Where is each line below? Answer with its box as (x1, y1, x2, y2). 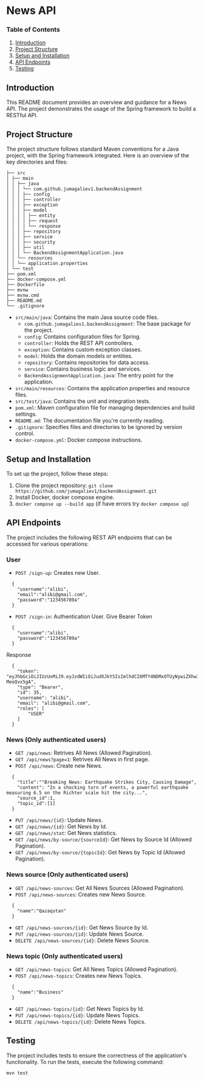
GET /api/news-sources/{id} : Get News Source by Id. (15, 924, 149, 931)
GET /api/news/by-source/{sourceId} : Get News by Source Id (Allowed (15, 836, 192, 843)
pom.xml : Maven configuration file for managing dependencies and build (15, 404, 195, 411)
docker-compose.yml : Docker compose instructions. (15, 436, 143, 444)
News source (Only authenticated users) (6, 870, 129, 879)
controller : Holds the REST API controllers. (24, 340, 134, 347)
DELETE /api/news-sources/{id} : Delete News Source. (15, 936, 150, 944)
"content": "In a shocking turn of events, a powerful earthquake (17, 784, 189, 791)
